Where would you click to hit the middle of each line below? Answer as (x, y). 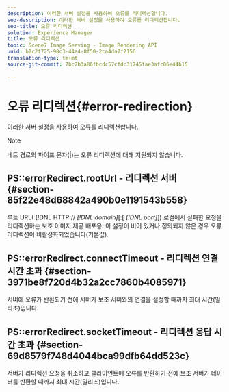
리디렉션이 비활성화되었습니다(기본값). (58, 234)
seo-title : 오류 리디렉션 (40, 26)
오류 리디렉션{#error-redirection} (100, 106)
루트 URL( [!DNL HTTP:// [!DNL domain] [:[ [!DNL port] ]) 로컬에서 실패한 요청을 (114, 217)
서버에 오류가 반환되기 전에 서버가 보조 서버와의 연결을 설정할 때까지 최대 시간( (111, 299)
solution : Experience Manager (50, 33)
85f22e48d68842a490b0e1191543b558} (97, 200)
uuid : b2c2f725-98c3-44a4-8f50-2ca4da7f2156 (71, 52)
